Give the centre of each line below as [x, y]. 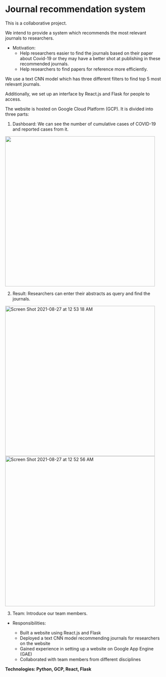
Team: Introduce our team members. [50, 613]
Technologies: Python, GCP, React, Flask [48, 669]
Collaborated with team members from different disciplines [80, 659]
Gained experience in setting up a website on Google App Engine [86, 648]
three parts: [17, 114]
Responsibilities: [29, 623]
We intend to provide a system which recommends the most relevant [76, 33]
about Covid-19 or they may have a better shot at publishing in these [90, 58]
